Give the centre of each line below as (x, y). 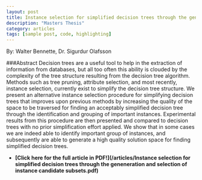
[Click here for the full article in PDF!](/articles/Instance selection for (103, 158)
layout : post (23, 12)
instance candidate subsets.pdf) (57, 171)
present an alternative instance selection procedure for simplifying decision (100, 95)
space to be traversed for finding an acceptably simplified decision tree (95, 108)
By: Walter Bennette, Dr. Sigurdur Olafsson (59, 51)
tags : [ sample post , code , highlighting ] (59, 34)
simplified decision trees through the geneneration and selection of (101, 164)
